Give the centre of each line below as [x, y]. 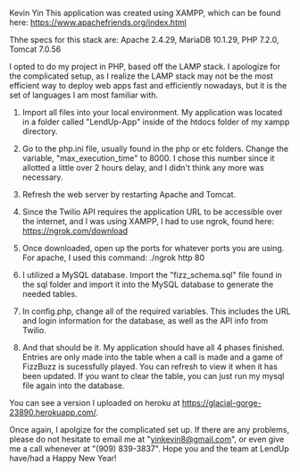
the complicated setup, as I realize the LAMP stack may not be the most [142, 76]
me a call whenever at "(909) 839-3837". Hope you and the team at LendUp [150, 449]
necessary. [42, 177]
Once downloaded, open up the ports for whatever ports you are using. [153, 248]
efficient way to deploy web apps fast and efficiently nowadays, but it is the [148, 85]
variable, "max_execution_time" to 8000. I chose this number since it [148, 158]
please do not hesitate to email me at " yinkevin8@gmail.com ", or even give [147, 439]
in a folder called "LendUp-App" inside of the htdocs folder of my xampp [156, 122]
